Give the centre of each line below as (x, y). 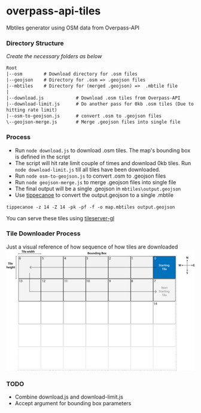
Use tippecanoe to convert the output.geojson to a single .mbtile (94, 195)
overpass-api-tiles (54, 11)
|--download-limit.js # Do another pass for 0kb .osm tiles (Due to (100, 104)
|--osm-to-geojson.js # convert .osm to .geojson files (84, 116)
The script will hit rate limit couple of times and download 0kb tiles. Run (103, 163)
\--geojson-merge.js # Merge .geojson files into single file (93, 122)
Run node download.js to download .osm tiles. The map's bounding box (103, 150)
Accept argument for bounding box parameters (73, 403)
